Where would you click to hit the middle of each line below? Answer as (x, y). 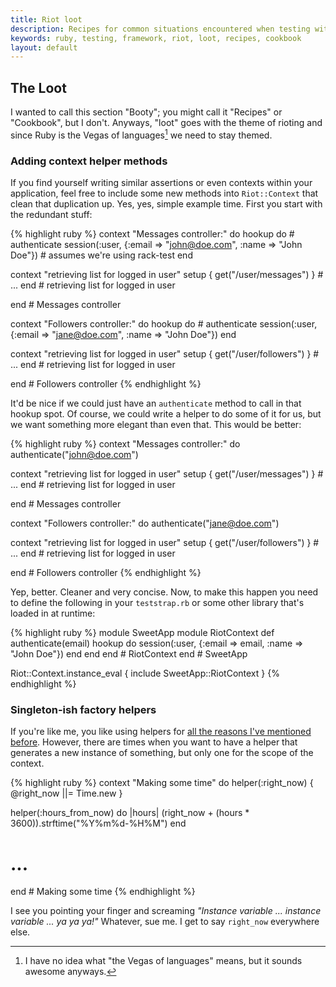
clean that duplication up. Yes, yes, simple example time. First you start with (166, 204)
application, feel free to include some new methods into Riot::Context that (164, 193)
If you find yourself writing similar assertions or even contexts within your (161, 183)
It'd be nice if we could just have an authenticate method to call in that (156, 403)
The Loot (38, 87)
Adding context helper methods (89, 161)
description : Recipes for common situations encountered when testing (160, 29)
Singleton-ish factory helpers (83, 709)
